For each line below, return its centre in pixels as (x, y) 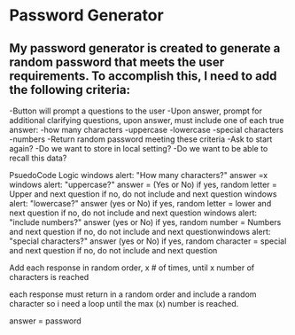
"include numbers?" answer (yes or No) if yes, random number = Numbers (145, 222)
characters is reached (49, 277)
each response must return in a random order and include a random (133, 294)
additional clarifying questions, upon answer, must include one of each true (147, 120)
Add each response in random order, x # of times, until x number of (132, 268)
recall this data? (38, 158)
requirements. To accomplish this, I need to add (143, 76)
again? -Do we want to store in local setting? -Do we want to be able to (139, 148)
